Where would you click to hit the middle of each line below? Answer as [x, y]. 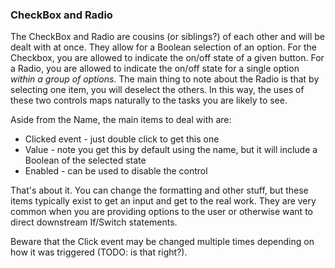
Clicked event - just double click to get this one [122, 139]
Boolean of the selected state [85, 160]
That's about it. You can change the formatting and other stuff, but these [159, 190]
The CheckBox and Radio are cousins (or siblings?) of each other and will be [167, 37]
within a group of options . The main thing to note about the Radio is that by [165, 79]
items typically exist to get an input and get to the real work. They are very [163, 201]
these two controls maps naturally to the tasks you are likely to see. [149, 100]
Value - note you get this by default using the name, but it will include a [171, 150]
